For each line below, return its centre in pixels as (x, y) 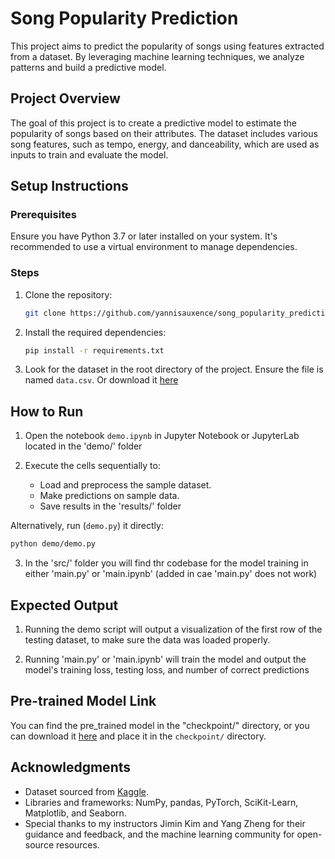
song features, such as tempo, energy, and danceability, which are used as (165, 144)
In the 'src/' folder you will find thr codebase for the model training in (166, 563)
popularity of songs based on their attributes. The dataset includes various (164, 133)
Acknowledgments (71, 767)
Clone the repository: (68, 294)
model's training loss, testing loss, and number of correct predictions (167, 669)
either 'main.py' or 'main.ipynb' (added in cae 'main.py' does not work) (171, 574)
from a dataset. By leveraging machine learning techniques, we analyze (157, 56)
